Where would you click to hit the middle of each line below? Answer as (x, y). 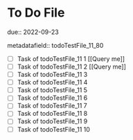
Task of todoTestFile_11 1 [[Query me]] (71, 59)
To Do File (36, 13)
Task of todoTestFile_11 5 (52, 90)
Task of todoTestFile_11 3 (52, 75)
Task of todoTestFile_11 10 (53, 129)
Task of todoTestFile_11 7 (52, 106)
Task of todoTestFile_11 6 (52, 98)
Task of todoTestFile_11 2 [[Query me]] (71, 67)
